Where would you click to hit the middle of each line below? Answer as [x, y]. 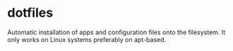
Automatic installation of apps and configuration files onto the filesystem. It [116, 32]
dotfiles [30, 13]
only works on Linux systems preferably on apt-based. [87, 39]
